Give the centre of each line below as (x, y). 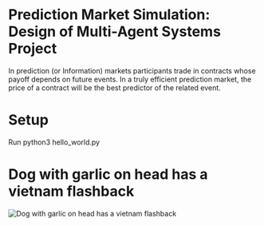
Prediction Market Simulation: (109, 15)
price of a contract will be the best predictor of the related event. (114, 87)
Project (33, 49)
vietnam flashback (71, 191)
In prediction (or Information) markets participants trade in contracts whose (132, 70)
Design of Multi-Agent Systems (115, 32)
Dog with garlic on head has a (108, 174)
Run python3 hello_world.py (54, 142)
